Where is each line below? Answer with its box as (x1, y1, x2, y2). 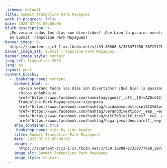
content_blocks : (5, 72, 39, 77)
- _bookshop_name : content (9, 77, 66, 82)
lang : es (5, 63, 23, 68)
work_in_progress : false (5, 16, 57, 21)
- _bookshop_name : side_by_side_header (9, 127, 92, 132)
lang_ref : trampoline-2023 (5, 58, 61, 63)
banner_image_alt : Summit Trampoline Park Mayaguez (5, 49, 114, 54)
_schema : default (5, 7, 41, 12)
